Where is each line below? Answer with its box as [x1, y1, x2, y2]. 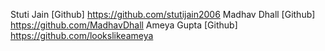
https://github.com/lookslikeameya [10, 30, 154, 41]
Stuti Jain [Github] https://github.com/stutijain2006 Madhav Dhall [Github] [10, 9, 316, 20]
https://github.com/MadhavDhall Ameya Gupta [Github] [10, 19, 238, 31]
